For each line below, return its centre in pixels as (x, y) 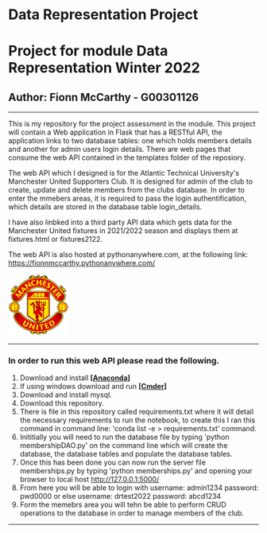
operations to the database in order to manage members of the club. (132, 513)
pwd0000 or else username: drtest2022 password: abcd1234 (120, 496)
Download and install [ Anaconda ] (75, 378)
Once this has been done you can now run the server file (113, 462)
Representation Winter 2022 (104, 68)
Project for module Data (88, 51)
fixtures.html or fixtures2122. (56, 239)
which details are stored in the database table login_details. (105, 207)
